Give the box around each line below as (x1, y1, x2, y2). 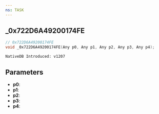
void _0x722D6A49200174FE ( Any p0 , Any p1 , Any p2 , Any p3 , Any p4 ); (5, 44, 155, 50)
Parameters (5, 67, 44, 77)
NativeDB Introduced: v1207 (5, 54, 66, 59)
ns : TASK (5, 7, 24, 13)
